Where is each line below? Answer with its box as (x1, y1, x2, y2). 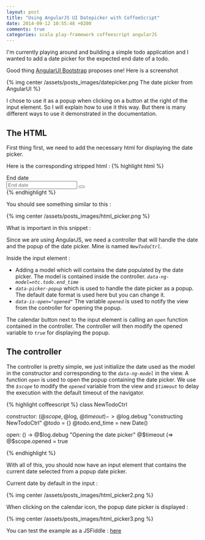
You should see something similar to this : (6, 200, 111, 208)
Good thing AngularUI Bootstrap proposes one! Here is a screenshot (6, 67, 179, 74)
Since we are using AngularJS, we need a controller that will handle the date (6, 236, 198, 243)
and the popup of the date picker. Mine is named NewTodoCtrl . (6, 242, 162, 250)
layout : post (6, 9, 40, 15)
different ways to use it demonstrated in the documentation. (6, 110, 157, 117)
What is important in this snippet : (6, 224, 91, 231)
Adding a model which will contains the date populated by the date (15, 266, 184, 273)
